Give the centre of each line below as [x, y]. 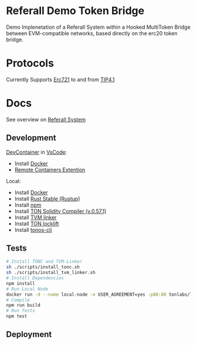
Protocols [30, 63]
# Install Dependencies [35, 278]
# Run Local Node [27, 289]
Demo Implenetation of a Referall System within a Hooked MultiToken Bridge [98, 27]
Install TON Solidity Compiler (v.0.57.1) [60, 211]
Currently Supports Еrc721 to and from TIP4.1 [60, 79]
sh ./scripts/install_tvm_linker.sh [51, 273]
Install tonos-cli [33, 229]
